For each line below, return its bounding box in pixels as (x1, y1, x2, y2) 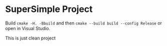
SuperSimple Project (5, 3, 93, 15)
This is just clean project (5, 35, 56, 41)
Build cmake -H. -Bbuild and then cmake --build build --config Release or (5, 20, 162, 26)
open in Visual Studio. (5, 25, 51, 31)
